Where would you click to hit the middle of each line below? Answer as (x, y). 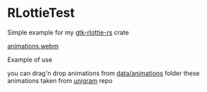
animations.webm (33, 46)
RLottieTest (41, 13)
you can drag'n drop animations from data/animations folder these (103, 73)
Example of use (30, 59)
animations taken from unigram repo (60, 80)
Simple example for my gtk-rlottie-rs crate (68, 32)
